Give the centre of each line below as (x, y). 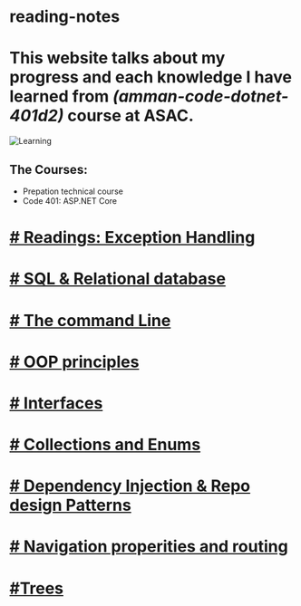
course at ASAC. (131, 116)
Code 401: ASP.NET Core (70, 200)
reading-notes (65, 17)
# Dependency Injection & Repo (130, 486)
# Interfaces (56, 403)
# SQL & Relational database (118, 279)
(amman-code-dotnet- (201, 96)
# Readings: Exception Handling (132, 238)
